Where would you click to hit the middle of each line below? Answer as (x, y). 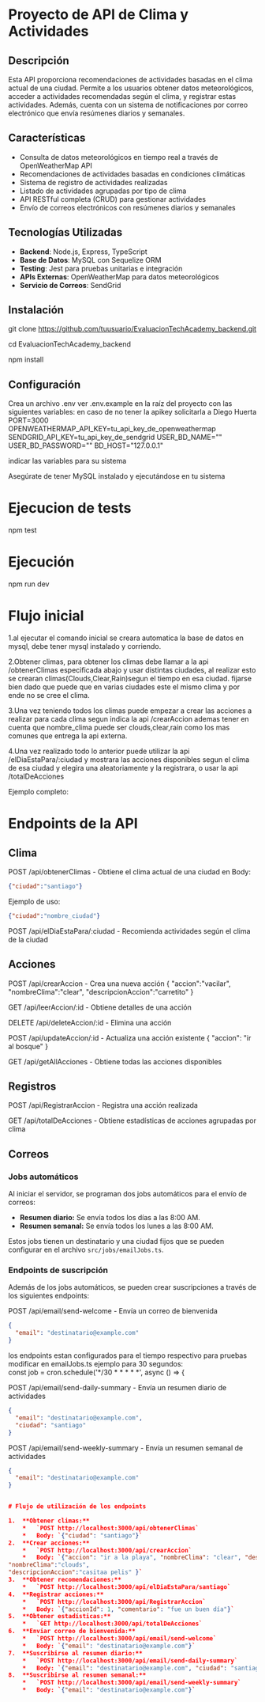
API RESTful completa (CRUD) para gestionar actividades (113, 199)
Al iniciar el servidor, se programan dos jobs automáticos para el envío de (127, 1194)
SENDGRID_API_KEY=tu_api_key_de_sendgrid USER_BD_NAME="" (115, 438)
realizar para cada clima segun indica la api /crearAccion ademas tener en (129, 719)
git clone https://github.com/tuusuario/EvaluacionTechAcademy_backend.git (132, 329)
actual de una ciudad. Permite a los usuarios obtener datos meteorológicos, (131, 88)
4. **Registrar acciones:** (56, 1594)
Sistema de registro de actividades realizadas (93, 182)
